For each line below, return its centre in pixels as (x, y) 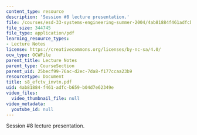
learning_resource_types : (38, 39)
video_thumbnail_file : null (46, 98)
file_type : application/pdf (40, 33)
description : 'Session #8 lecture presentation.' (68, 17)
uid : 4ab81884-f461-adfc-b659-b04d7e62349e (60, 88)
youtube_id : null (33, 109)
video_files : (22, 93)
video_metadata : (26, 104)
